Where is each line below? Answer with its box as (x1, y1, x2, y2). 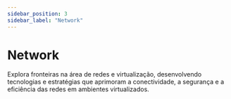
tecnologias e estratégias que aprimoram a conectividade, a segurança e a (7, 78, 225, 86)
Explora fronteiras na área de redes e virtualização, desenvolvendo (7, 70, 202, 79)
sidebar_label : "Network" (7, 17, 83, 24)
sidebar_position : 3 (7, 10, 68, 18)
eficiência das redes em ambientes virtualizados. (7, 85, 149, 93)
